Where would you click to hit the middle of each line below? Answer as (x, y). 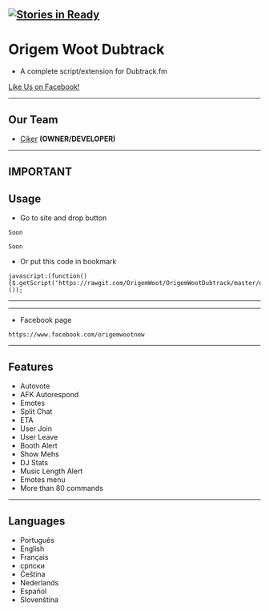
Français (34, 557)
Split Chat (36, 412)
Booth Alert (38, 446)
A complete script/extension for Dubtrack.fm (94, 71)
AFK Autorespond (49, 395)
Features (31, 366)
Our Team (33, 120)
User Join (36, 428)
